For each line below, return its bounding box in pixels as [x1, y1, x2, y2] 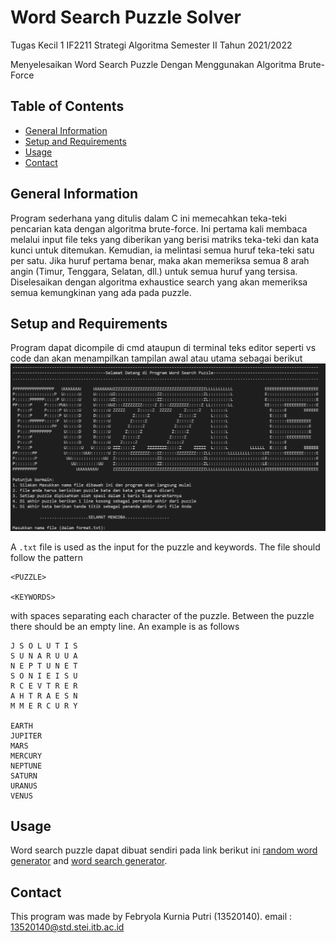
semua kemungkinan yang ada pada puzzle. [10, 286, 192, 298]
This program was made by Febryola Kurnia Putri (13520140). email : [10, 911, 293, 923]
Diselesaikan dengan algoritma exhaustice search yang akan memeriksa [10, 276, 308, 288]
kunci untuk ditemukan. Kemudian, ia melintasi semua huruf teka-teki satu [10, 244, 315, 256]
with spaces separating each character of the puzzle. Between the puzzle [10, 609, 315, 621]
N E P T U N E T [10, 661, 78, 671]
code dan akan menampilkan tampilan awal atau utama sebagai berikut [10, 352, 303, 365]
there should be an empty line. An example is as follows [10, 620, 240, 632]
